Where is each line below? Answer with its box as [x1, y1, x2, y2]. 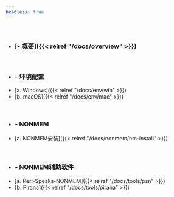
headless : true [5, 9, 44, 15]
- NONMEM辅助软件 [14, 163, 74, 171]
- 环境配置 [14, 72, 44, 81]
